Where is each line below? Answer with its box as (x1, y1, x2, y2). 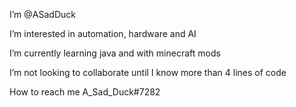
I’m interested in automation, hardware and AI (9, 28, 197, 39)
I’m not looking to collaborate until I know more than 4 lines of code (9, 67, 287, 78)
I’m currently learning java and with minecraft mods (9, 47, 221, 59)
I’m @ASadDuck (9, 9, 76, 20)
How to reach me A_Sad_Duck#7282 (9, 86, 161, 98)
